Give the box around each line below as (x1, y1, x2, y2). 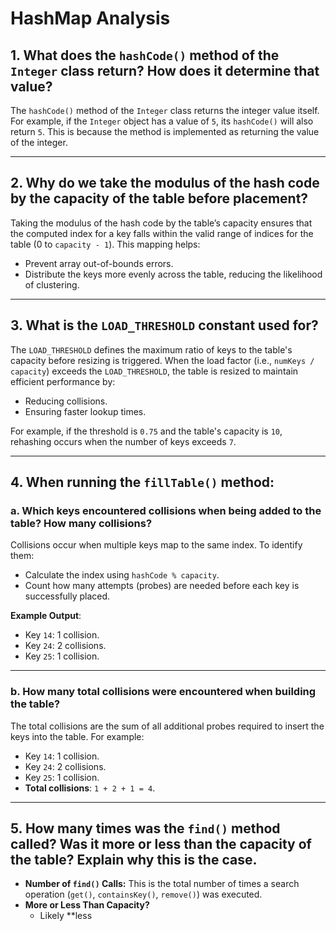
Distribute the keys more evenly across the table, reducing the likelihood (24, 268, 323, 280)
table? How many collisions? (10, 516, 153, 530)
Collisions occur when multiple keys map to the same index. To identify (10, 539, 303, 551)
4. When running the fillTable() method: (10, 474, 275, 491)
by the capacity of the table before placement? (10, 190, 309, 207)
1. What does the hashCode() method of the (10, 47, 280, 64)
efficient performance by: (10, 375, 116, 387)
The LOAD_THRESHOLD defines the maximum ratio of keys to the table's (10, 343, 293, 356)
